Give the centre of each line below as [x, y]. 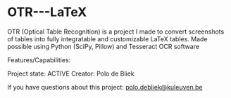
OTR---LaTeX [47, 12]
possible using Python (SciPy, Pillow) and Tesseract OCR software [103, 46]
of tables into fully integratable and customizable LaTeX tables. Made [107, 38]
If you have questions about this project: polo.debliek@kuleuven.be [105, 87]
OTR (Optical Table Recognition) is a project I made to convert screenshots [116, 31]
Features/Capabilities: [39, 59]
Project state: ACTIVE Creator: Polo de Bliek [71, 73]
